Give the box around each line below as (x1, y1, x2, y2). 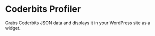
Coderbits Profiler (5, 3, 81, 15)
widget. (5, 25, 21, 31)
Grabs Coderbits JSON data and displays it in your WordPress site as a (5, 20, 151, 26)
